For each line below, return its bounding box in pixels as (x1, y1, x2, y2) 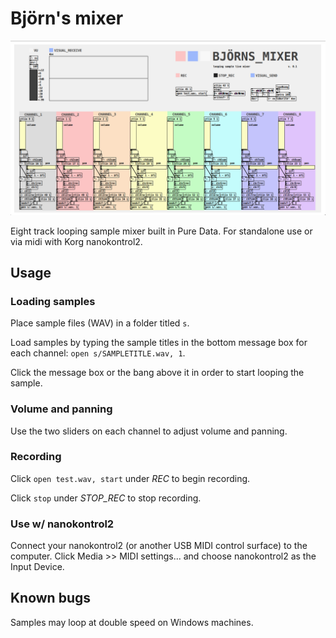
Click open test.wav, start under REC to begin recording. (10, 472, 251, 484)
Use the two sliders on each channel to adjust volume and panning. (10, 425, 288, 437)
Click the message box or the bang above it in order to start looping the (10, 367, 305, 379)
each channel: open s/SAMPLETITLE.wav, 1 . (10, 347, 186, 359)
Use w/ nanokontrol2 (10, 517, 115, 531)
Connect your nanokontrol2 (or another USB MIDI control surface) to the (10, 540, 308, 552)
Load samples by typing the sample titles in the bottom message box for (10, 337, 308, 349)
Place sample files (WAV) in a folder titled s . (10, 317, 190, 329)
